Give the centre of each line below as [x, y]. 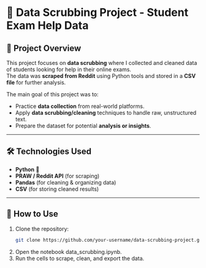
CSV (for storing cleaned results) [57, 189]
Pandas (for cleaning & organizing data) [66, 182]
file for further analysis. [36, 82]
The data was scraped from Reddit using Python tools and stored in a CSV [101, 76]
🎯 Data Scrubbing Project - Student [97, 13]
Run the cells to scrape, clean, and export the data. [80, 258]
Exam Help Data [48, 25]
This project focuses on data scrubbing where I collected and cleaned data [102, 63]
